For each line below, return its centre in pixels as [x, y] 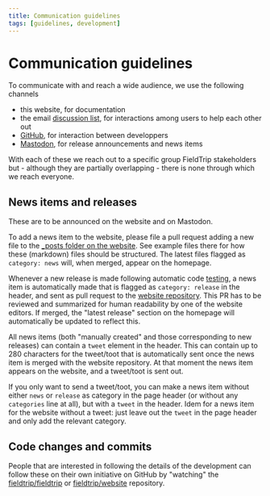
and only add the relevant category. [67, 421]
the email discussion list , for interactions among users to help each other [141, 119]
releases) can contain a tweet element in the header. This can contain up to [133, 346]
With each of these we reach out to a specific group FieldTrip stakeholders [132, 160]
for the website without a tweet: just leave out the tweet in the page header [133, 413]
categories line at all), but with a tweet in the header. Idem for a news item [131, 404]
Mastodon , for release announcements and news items [111, 144]
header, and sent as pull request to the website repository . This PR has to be [135, 296]
